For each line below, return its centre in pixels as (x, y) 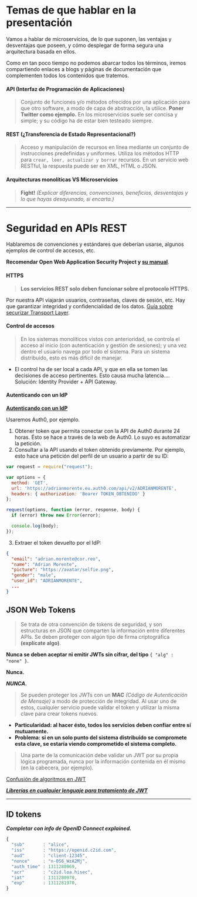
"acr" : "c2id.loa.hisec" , (52, 872)
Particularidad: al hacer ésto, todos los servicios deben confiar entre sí (103, 725)
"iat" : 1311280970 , (44, 878)
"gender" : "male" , (34, 575)
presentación (39, 23)
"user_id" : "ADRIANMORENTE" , (47, 581)
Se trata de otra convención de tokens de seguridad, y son (91, 624)
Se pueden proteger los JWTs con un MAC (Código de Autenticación (104, 695)
